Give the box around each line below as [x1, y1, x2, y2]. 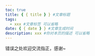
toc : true [5, 7, 26, 13]
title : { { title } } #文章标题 [5, 12, 71, 17]
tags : [5, 17, 17, 22]
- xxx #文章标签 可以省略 [10, 21, 58, 27]
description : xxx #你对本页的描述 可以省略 [5, 31, 90, 36]
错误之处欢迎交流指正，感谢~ [5, 45, 66, 51]
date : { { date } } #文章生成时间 [5, 26, 73, 31]
